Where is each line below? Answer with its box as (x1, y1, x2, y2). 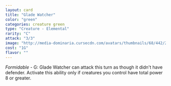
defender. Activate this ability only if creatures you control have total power (5, 69, 163, 75)
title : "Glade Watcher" (5, 12, 56, 17)
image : (5, 41, 19, 46)
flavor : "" (5, 50, 28, 55)
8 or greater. (5, 75, 32, 81)
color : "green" (5, 17, 38, 22)
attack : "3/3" (5, 36, 36, 41)
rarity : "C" (5, 31, 31, 36)
